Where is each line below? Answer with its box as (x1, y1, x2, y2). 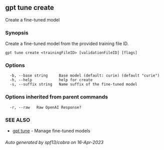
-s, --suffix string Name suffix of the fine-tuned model (9, 82, 137, 87)
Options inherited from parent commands (5, 93, 108, 100)
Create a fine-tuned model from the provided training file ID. (5, 40, 129, 46)
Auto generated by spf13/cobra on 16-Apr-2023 (5, 139, 104, 145)
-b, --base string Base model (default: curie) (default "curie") (9, 73, 160, 78)
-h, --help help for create (9, 77, 93, 82)
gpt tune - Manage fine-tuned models (12, 128, 90, 133)
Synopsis (5, 29, 28, 36)
